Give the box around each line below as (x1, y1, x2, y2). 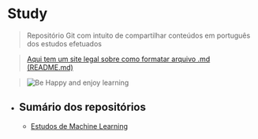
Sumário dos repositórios (18, 101, 147, 114)
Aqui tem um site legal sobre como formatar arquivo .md (26, 54, 211, 64)
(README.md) (26, 62, 74, 71)
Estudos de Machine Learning (30, 121, 128, 130)
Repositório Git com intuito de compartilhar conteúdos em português (26, 31, 251, 40)
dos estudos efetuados (26, 38, 102, 48)
